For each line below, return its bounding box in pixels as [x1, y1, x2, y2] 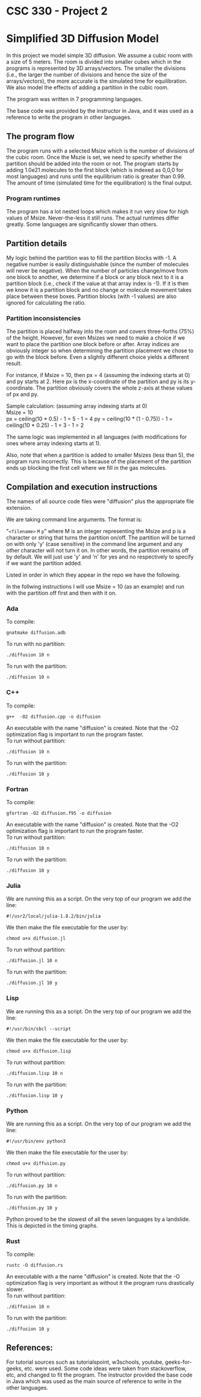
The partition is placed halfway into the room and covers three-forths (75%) [6, 328, 194, 335]
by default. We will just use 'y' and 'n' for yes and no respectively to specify [6, 553, 194, 560]
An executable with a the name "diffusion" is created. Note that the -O [6, 1273, 181, 1280]
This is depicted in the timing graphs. [6, 1221, 98, 1229]
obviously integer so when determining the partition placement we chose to [6, 347, 194, 354]
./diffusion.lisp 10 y [6, 1092, 63, 1098]
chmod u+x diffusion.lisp [6, 1048, 71, 1054]
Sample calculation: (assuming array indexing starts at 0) [6, 402, 147, 410]
